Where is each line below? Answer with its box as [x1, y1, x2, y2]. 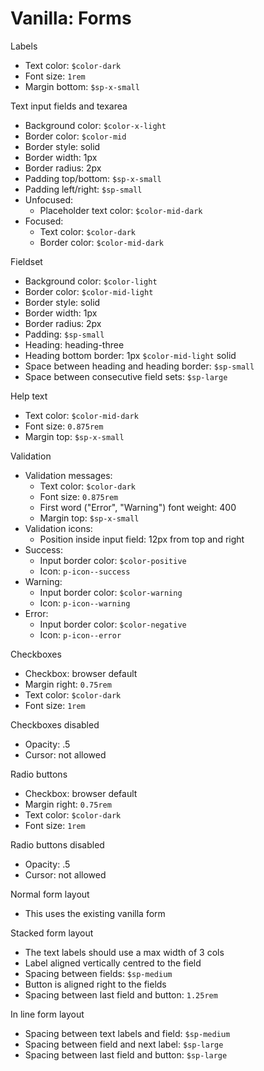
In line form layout [10, 1008, 85, 1020]
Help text [10, 390, 48, 402]
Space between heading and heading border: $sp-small [24, 360, 255, 372]
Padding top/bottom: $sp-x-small [24, 172, 162, 184]
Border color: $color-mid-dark [39, 236, 164, 248]
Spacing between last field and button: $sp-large [24, 1048, 228, 1061]
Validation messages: [24, 469, 113, 481]
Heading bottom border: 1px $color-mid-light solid [24, 349, 237, 361]
